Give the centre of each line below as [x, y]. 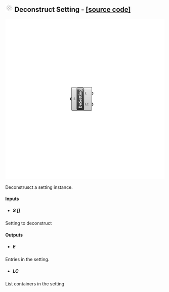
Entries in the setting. [27, 259]
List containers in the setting [35, 283]
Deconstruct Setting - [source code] [73, 10]
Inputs [12, 199]
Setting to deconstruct [29, 223]
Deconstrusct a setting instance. [39, 187]
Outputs [14, 235]
